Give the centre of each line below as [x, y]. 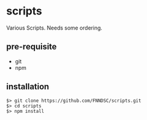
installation [28, 87]
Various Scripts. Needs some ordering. [54, 28]
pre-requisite [32, 47]
